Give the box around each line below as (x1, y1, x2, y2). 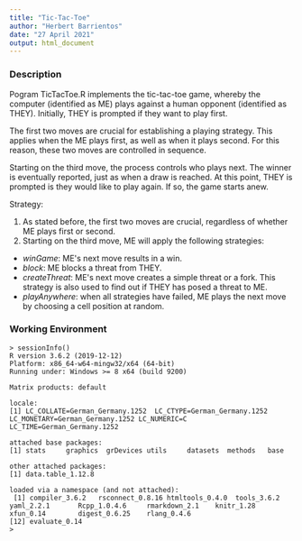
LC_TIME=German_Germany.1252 (9, 422, 119, 431)
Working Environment (9, 323, 107, 335)
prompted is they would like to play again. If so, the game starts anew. (9, 181, 269, 192)
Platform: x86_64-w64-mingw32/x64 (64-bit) (9, 359, 176, 368)
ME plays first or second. (22, 225, 115, 236)
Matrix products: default (9, 382, 106, 392)
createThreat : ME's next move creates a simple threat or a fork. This (22, 271, 277, 282)
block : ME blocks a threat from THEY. (22, 262, 162, 273)
